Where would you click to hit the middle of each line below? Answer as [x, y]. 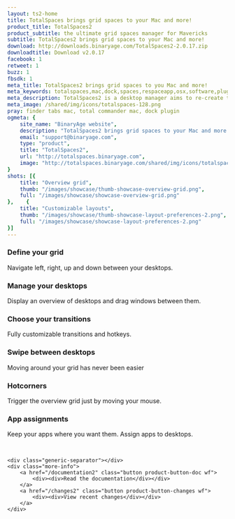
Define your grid [36, 252]
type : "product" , [45, 144]
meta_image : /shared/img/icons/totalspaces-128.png [84, 105]
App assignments [38, 418]
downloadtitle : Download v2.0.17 [56, 53]
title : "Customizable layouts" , [67, 209]
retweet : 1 [23, 66]
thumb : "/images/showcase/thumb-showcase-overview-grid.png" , [112, 189]
